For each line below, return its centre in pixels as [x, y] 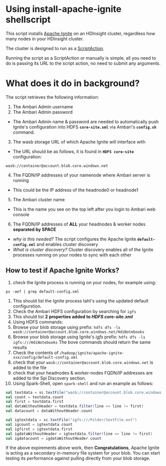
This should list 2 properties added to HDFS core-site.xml [73, 316]
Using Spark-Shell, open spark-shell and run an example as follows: [83, 383]
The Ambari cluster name [39, 199]
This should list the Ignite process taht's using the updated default [81, 301]
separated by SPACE [35, 229]
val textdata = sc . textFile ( [36, 392]
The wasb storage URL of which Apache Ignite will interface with [79, 142]
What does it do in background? [73, 83]
